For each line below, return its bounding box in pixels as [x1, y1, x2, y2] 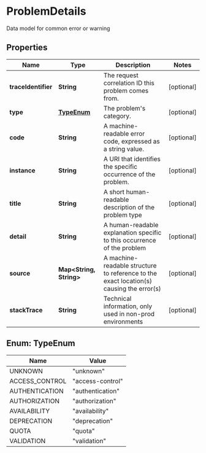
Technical [103, 294, 132, 303]
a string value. [103, 144, 144, 153]
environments [103, 317, 143, 326]
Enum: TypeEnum [6, 338, 75, 349]
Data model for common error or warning [6, 25, 110, 32]
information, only [103, 302, 152, 311]
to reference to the [103, 269, 158, 277]
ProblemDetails [6, 4, 86, 18]
